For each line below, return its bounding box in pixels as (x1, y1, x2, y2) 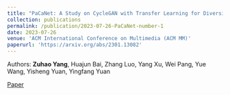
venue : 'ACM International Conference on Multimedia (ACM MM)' (7, 35, 192, 42)
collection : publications (7, 16, 81, 23)
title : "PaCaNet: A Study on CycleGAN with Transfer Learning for (7, 9, 201, 17)
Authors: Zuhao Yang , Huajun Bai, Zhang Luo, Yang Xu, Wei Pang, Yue (7, 60, 207, 68)
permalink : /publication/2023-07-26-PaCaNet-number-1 (7, 22, 164, 29)
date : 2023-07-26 (7, 28, 57, 36)
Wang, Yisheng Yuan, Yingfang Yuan (7, 67, 111, 75)
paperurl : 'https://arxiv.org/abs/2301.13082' (7, 41, 142, 48)
